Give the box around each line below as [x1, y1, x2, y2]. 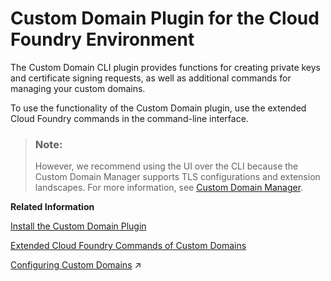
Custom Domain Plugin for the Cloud [10, 7, 320, 30]
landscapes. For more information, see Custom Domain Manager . [34, 182, 304, 194]
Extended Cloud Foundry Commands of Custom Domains [10, 240, 247, 252]
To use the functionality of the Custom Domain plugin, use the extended [10, 102, 307, 114]
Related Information [10, 201, 95, 213]
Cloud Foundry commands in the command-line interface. [10, 112, 249, 124]
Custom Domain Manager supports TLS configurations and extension [34, 171, 321, 183]
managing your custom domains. [10, 82, 146, 94]
